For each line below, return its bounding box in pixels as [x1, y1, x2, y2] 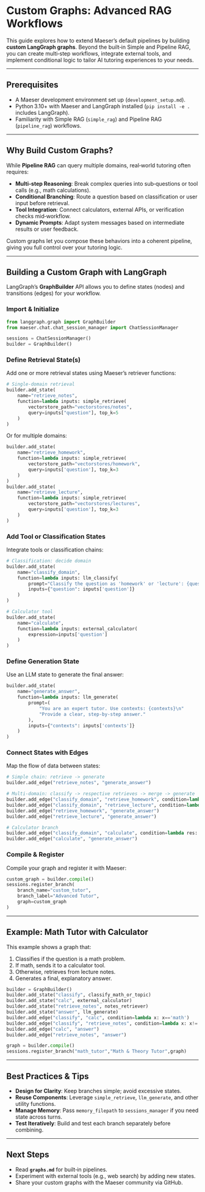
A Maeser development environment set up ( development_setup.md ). [15, 96, 186, 103]
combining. [15, 1126, 44, 1133]
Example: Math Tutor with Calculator [6, 927, 148, 937]
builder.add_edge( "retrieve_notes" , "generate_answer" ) [6, 780, 151, 786]
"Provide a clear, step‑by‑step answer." [38, 711, 146, 718]
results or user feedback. [15, 225, 79, 233]
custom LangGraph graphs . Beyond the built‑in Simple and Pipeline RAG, [6, 43, 191, 51]
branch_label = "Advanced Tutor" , [17, 893, 99, 899]
